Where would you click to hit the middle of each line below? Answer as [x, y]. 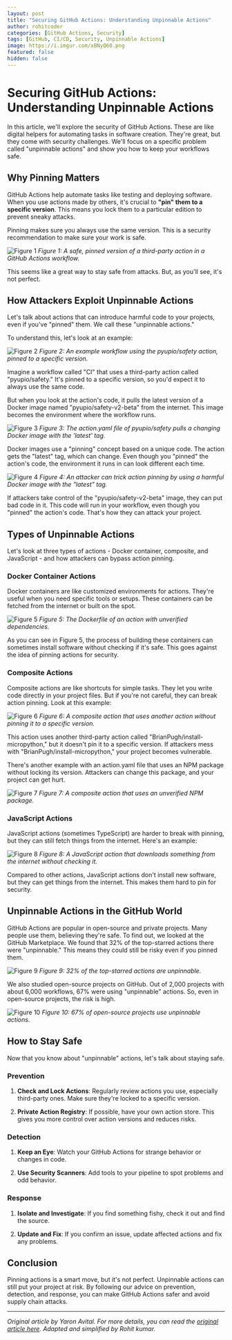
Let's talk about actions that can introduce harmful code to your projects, [111, 317]
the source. [33, 1220]
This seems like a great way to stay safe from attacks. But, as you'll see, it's [115, 271]
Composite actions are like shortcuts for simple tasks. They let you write [110, 688]
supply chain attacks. [37, 1302]
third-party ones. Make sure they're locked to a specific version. [108, 1098]
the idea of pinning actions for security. [63, 655]
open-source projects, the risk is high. [61, 999]
